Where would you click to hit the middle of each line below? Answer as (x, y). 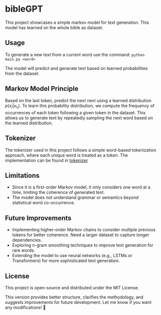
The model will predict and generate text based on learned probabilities (76, 68)
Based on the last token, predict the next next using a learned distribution (78, 100)
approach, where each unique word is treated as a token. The (66, 155)
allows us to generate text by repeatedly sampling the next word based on (79, 118)
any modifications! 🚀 (25, 307)
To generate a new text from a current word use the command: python (75, 54)
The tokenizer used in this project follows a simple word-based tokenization (81, 150)
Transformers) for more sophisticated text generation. (66, 261)
